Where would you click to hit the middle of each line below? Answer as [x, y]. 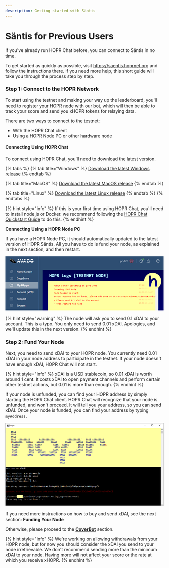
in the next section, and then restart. [43, 249]
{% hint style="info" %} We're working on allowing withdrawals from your [81, 539]
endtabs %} [18, 199]
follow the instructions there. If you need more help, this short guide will [80, 71]
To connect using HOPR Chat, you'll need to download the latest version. [80, 159]
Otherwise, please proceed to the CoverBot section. [59, 529]
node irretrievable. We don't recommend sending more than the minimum [81, 550]
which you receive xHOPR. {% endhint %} [49, 560]
